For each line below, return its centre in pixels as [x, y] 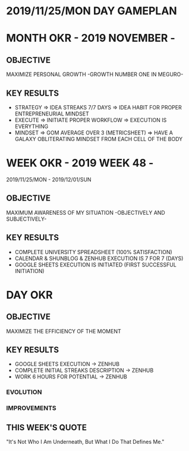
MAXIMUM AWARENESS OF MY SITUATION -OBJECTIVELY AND [86, 212]
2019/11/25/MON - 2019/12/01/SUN [49, 179]
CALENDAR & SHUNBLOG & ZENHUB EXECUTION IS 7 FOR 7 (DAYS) [99, 258]
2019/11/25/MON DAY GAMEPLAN [92, 11]
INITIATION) [29, 271]
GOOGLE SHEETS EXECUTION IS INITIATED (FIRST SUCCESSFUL [95, 264]
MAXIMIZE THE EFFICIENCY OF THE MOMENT [64, 331]
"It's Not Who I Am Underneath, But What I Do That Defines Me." [85, 442]
